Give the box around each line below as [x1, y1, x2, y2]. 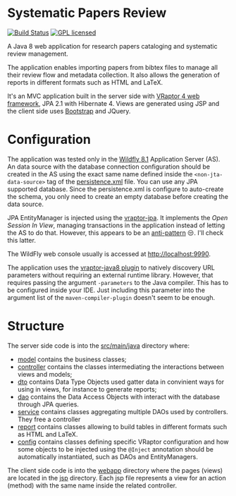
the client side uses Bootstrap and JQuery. [7, 107, 131, 115]
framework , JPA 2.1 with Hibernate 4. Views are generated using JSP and [7, 99, 220, 107]
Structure [7, 318, 65, 334]
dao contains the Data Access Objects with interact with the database [17, 392, 221, 401]
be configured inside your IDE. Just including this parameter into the [7, 286, 206, 294]
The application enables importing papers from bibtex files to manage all [7, 63, 218, 71]
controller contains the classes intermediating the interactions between [17, 362, 224, 371]
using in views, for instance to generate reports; [17, 385, 157, 393]
